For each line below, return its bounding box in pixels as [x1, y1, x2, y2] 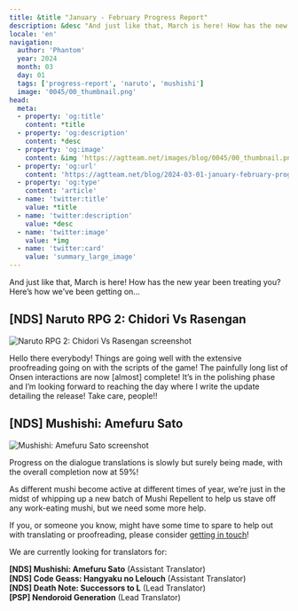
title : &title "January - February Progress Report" [9, 12, 208, 22]
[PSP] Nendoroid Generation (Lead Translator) [9, 591, 182, 602]
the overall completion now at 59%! [9, 466, 139, 477]
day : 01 [17, 71, 46, 80]
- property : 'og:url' [17, 162, 98, 171]
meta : [17, 104, 38, 113]
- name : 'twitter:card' [17, 244, 105, 253]
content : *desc [25, 137, 82, 146]
